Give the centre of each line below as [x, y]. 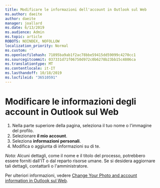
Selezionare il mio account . [40, 136]
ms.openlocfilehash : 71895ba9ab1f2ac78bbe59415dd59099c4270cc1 [71, 55]
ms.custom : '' [19, 50]
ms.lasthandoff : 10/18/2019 [34, 73]
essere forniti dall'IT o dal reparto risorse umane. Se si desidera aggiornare [80, 161]
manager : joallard [24, 23]
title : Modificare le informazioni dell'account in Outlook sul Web [76, 9]
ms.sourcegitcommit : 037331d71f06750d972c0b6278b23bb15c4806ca [71, 59]
